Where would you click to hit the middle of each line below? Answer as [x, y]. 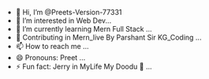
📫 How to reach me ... [52, 46]
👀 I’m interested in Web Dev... [63, 21]
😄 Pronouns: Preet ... [50, 58]
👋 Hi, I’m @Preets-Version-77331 [69, 12]
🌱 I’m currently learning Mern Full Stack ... [84, 29]
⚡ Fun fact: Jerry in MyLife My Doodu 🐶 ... [84, 66]
